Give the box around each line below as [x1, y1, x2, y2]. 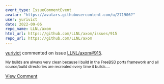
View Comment [5, 73, 38, 79]
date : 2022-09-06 [5, 21, 42, 27]
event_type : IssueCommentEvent [5, 7, 72, 13]
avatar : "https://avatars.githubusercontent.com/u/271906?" [5, 12, 136, 17]
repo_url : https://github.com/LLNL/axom [5, 36, 93, 41]
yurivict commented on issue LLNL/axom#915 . [5, 49, 103, 56]
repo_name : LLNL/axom [5, 26, 51, 32]
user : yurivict [5, 17, 38, 22]
